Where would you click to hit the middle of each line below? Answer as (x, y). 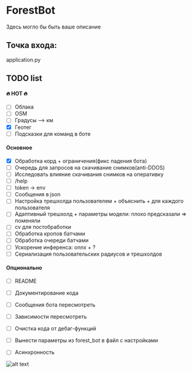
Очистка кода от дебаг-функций (55, 329)
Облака (24, 107)
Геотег (23, 127)
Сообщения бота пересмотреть (55, 305)
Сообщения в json (38, 195)
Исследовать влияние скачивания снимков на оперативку (89, 174)
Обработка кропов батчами (50, 234)
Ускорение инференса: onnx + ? (55, 247)
